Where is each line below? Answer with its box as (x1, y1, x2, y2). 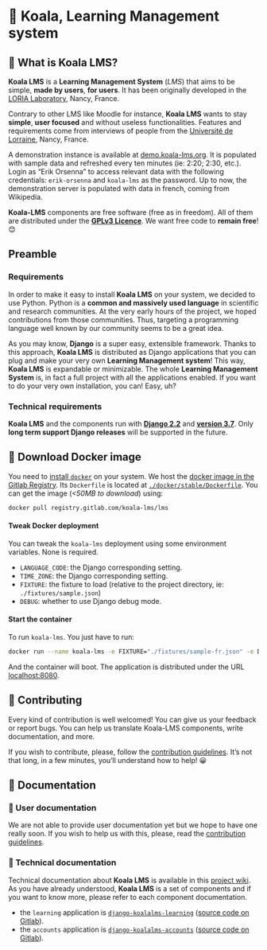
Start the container (8, 614, 72, 624)
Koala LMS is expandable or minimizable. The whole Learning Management (8, 364, 258, 373)
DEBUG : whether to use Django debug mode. (19, 596, 162, 605)
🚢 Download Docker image (8, 450, 141, 464)
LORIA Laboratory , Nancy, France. (8, 94, 120, 103)
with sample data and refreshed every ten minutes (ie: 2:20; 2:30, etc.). (8, 158, 242, 168)
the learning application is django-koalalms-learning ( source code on (19, 907, 250, 917)
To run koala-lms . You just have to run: (8, 633, 135, 642)
